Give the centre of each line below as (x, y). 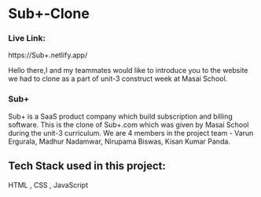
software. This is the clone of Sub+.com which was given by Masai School (129, 124)
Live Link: (27, 38)
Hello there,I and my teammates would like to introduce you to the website (128, 71)
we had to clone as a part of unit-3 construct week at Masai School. (118, 78)
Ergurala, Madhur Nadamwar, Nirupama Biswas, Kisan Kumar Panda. (119, 141)
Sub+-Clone (49, 14)
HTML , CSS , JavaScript (48, 184)
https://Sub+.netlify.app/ (48, 55)
